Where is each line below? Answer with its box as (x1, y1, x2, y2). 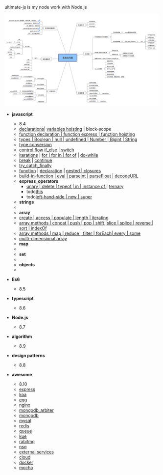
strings (19, 199, 34, 205)
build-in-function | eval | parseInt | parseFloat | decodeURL (19, 173, 139, 179)
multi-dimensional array (19, 236, 67, 242)
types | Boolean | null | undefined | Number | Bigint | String (19, 137, 138, 142)
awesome (11, 372, 32, 378)
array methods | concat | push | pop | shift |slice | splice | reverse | (19, 220, 154, 226)
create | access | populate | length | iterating (19, 215, 109, 221)
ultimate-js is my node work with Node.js (4, 4, 87, 10)
